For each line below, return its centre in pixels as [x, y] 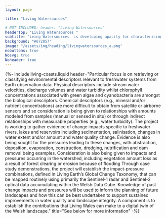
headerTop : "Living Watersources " [42, 32]
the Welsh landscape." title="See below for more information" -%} [72, 211]
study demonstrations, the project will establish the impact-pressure [75, 168]
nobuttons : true [22, 51]
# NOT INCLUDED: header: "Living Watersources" [55, 28]
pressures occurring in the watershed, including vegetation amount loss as [81, 158]
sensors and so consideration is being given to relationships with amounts [81, 111]
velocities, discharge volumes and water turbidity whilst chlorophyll [74, 90]
